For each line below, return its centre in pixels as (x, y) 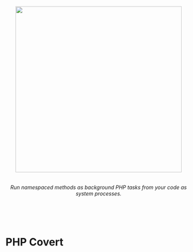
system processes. (99, 194)
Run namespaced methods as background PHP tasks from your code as (99, 188)
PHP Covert (35, 242)
